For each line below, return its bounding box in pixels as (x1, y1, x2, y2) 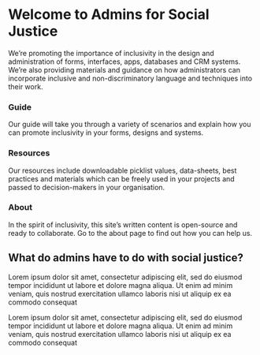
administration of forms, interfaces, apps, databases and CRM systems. (8, 57, 241, 66)
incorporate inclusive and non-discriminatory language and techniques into (8, 73, 253, 83)
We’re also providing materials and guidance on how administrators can (8, 65, 240, 74)
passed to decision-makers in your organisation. (8, 182, 165, 192)
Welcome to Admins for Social (8, 6, 210, 24)
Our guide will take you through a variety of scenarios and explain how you (8, 120, 251, 129)
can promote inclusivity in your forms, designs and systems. (8, 128, 204, 137)
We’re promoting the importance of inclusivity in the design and (8, 48, 214, 58)
